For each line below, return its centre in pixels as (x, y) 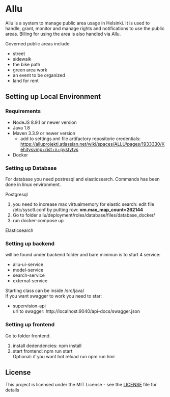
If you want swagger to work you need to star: (54, 296)
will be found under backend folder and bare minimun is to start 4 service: (83, 255)
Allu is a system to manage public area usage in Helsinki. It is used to (78, 23)
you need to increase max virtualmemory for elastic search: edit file (83, 204)
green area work (30, 70)
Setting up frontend (30, 325)
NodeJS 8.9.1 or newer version (45, 122)
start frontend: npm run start (42, 351)
